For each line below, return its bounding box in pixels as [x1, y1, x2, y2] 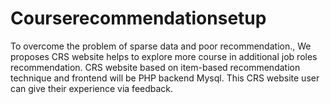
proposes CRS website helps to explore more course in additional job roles [10, 50, 318, 62]
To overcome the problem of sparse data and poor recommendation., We [10, 40, 312, 52]
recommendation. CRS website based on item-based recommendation [10, 61, 301, 73]
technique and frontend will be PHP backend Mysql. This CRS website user [10, 72, 320, 84]
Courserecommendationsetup [10, 7, 267, 30]
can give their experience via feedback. [10, 82, 174, 94]
